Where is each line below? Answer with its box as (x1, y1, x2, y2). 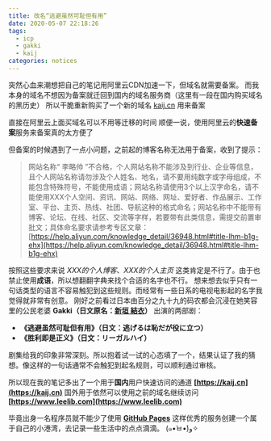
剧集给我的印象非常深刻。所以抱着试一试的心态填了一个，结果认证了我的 (8, 350, 248, 359)
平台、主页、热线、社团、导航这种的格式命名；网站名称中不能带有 (42, 202, 262, 212)
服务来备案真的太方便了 (15, 127, 94, 137)
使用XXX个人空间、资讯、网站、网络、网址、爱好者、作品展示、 (35, 191, 248, 202)
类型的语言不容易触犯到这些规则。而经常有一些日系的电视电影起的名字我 (22, 285, 263, 295)
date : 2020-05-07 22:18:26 (8, 19, 99, 27)
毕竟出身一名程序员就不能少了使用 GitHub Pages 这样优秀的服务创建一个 (8, 413, 250, 422)
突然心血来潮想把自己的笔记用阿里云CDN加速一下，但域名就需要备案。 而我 (8, 80, 260, 90)
